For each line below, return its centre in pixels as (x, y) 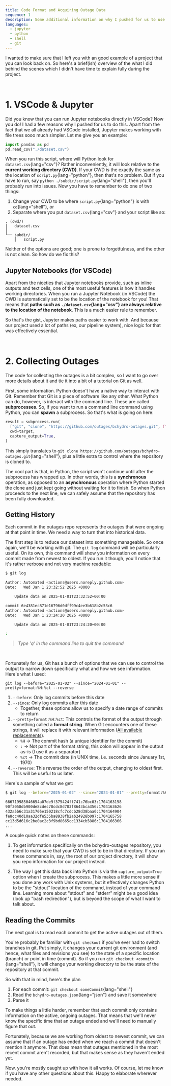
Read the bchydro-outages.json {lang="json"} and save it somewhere (84, 995)
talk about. (24, 904)
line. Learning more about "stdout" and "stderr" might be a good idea (85, 893)
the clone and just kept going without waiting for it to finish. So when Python (85, 488)
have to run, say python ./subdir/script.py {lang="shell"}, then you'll (78, 181)
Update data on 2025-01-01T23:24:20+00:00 (60, 625)
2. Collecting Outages (52, 361)
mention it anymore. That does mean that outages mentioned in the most (82, 1047)
